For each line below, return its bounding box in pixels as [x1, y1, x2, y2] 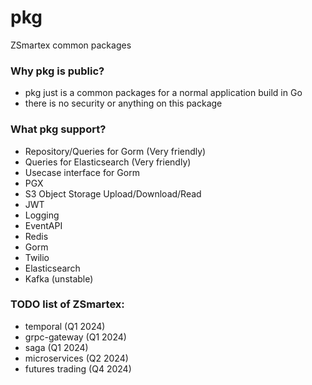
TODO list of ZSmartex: [10, 297, 125, 311]
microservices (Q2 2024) [24, 352, 129, 364]
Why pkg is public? [10, 64, 105, 78]
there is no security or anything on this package [24, 97, 223, 110]
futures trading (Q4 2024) [24, 362, 132, 375]
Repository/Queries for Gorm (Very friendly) [24, 145, 207, 157]
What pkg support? [10, 122, 107, 136]
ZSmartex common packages [10, 39, 132, 51]
